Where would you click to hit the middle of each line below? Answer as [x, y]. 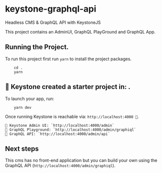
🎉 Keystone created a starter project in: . [68, 87]
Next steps [22, 148]
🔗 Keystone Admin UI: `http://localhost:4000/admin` [60, 125]
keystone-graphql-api [51, 9]
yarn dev [23, 107]
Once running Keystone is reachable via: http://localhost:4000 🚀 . [72, 116]
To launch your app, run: [30, 99]
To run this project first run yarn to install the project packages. [68, 59]
